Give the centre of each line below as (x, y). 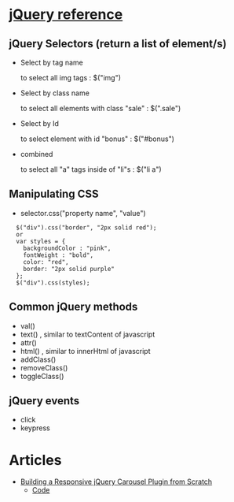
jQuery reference (66, 15)
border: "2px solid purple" (69, 269)
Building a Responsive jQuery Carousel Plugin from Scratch (116, 482)
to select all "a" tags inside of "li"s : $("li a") (91, 169)
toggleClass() (42, 376)
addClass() (38, 359)
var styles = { (41, 241)
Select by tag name (51, 62)
